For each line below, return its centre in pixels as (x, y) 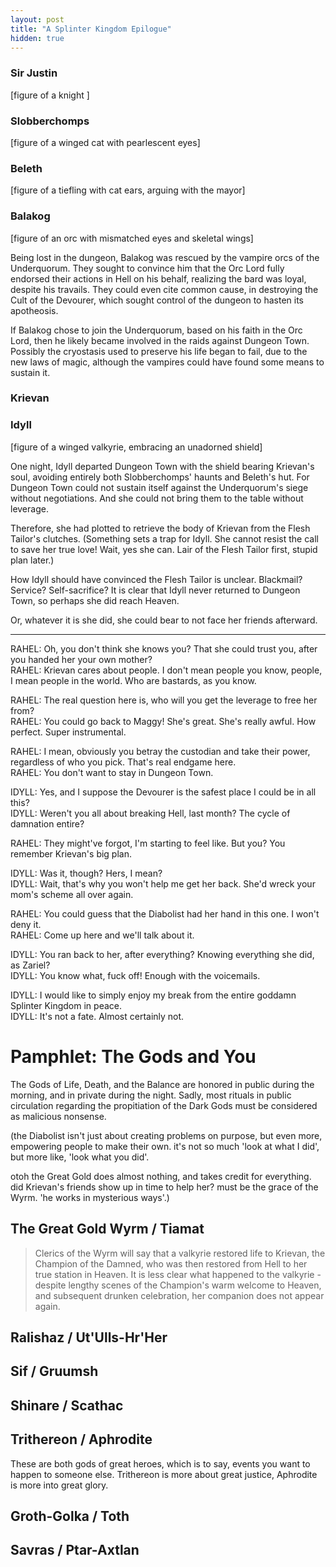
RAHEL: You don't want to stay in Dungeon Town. (112, 772)
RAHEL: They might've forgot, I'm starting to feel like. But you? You (148, 843)
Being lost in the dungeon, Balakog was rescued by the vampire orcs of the (165, 257)
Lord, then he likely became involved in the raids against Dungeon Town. (160, 340)
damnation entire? (47, 823)
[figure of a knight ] (50, 95)
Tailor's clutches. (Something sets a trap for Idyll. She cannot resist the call (164, 538)
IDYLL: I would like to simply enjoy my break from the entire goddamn (153, 995)
